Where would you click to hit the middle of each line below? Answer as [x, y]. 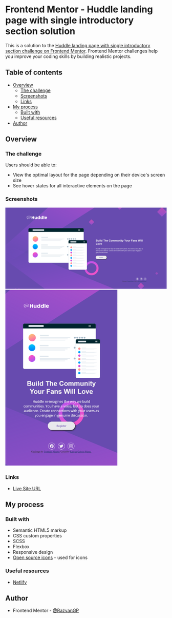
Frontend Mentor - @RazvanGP [46, 611]
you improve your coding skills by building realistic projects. [68, 56]
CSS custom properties [37, 536]
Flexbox [21, 547]
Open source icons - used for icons [50, 557]
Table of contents [34, 73]
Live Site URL [27, 488]
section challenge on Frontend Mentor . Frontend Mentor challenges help [81, 51]
